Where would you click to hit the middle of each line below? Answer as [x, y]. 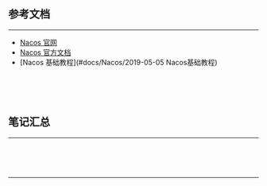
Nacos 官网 [38, 42]
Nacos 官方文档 [45, 52]
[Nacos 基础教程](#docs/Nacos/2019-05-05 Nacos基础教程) [118, 62]
